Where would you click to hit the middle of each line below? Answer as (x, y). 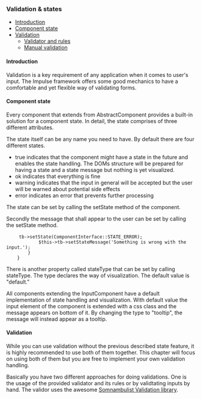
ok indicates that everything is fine (58, 176)
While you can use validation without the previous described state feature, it (100, 346)
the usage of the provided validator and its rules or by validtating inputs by (98, 383)
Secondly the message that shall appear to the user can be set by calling (96, 219)
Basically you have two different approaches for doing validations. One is (97, 377)
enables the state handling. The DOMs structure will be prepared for (99, 163)
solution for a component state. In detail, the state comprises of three (92, 121)
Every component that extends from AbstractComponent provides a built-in (100, 114)
